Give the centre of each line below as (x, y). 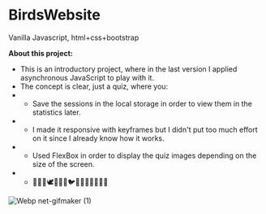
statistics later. (56, 112)
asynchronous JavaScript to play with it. (87, 77)
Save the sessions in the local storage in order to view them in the (142, 103)
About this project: (41, 53)
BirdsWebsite (55, 15)
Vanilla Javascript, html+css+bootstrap (74, 37)
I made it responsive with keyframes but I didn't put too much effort (145, 129)
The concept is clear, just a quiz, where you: (94, 86)
